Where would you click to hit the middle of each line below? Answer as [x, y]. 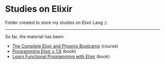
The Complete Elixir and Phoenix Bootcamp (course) [65, 46]
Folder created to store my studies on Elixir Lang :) [56, 22]
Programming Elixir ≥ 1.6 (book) [44, 51]
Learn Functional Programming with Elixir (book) [61, 56]
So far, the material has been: [35, 36]
